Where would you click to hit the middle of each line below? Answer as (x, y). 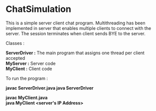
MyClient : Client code (29, 69)
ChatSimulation (38, 9)
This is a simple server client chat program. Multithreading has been (76, 23)
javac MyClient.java (27, 98)
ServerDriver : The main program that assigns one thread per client (75, 53)
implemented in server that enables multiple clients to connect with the (78, 28)
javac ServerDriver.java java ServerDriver (50, 88)
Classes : (15, 43)
